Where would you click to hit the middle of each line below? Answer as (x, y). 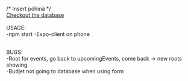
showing (17, 65)
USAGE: (16, 28)
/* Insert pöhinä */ (29, 9)
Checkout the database (35, 15)
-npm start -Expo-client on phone (48, 34)
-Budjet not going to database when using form (65, 71)
